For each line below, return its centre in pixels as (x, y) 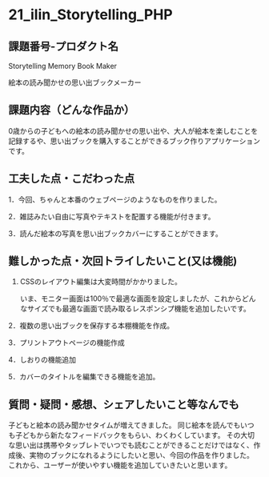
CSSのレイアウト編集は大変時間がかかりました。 (100, 282)
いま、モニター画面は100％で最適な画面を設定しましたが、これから (131, 299)
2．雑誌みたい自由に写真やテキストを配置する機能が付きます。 (112, 216)
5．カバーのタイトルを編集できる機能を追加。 (84, 377)
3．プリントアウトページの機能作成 (67, 343)
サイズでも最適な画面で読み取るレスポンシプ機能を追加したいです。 (139, 309)
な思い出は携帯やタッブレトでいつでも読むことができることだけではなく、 (131, 445)
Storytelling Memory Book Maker (63, 66)
